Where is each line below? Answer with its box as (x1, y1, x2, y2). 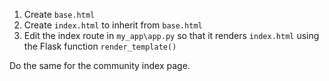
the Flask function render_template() (23, 40, 177, 52)
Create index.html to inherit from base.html (23, 19, 203, 31)
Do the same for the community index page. (9, 60, 191, 71)
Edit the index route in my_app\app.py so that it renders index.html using (23, 30, 320, 41)
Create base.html (23, 9, 96, 20)
